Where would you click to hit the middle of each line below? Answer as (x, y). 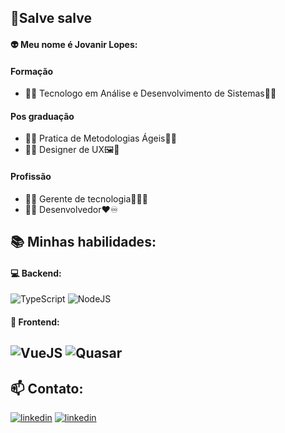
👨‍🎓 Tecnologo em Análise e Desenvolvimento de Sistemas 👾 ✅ (150, 93)
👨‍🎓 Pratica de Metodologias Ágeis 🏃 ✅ (100, 138)
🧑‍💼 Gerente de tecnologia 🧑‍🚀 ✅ (86, 198)
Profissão (31, 176)
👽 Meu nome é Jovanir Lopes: (74, 44)
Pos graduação (42, 116)
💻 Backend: (36, 273)
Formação (32, 71)
